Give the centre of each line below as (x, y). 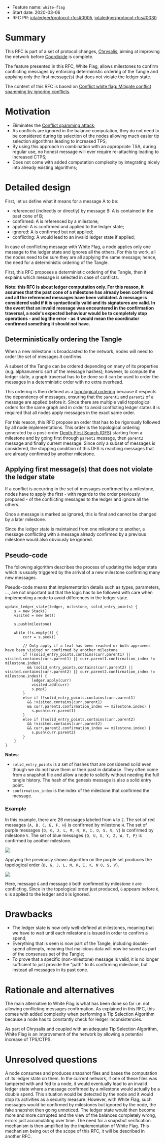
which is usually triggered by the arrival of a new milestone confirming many (83, 572)
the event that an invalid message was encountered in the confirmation (80, 308)
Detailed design (38, 187)
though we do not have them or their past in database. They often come (85, 770)
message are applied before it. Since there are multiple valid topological (78, 402)
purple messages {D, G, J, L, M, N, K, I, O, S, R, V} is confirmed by (79, 830)
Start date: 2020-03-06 (36, 12)
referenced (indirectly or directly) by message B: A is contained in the (83, 210)
